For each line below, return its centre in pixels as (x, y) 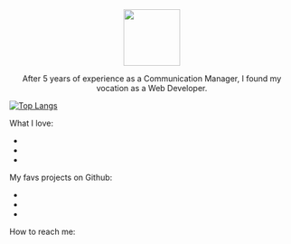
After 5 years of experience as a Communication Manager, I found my (152, 79)
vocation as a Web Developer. (152, 88)
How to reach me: (42, 231)
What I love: (32, 123)
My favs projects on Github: (61, 177)
